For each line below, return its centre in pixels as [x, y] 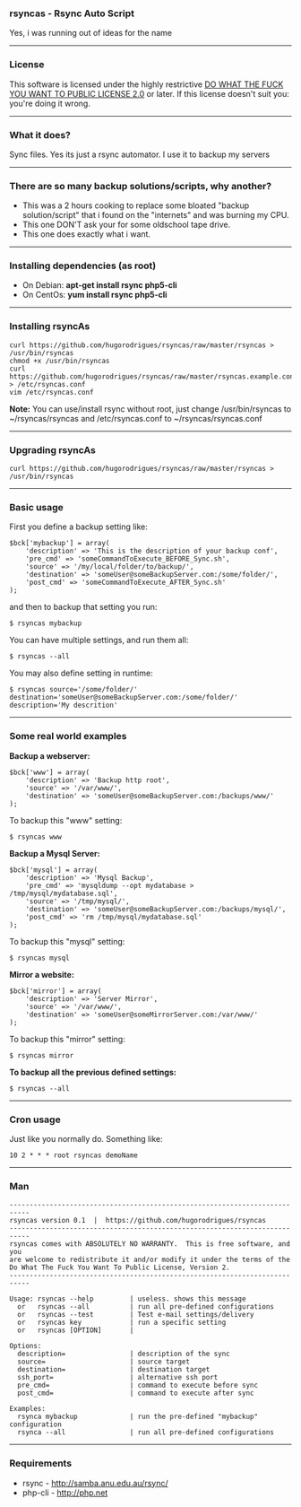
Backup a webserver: [50, 755]
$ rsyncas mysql [39, 958]
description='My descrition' [64, 706]
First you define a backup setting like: [78, 527]
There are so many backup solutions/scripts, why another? [140, 186]
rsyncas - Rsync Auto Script [72, 13]
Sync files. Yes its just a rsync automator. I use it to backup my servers [140, 154]
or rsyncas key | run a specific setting [122, 1323]
